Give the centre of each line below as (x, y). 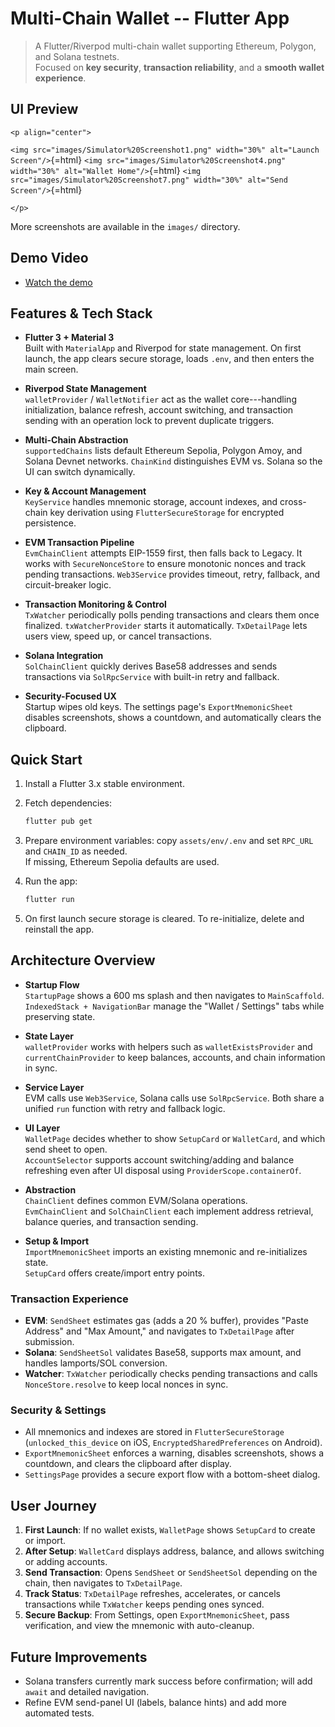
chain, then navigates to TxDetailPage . (103, 1583)
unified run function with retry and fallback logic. (125, 1108)
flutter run (49, 900)
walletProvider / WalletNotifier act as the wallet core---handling (160, 399)
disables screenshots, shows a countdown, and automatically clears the (173, 718)
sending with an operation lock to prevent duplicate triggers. (149, 421)
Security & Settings (58, 1410)
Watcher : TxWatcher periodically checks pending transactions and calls (171, 1374)
